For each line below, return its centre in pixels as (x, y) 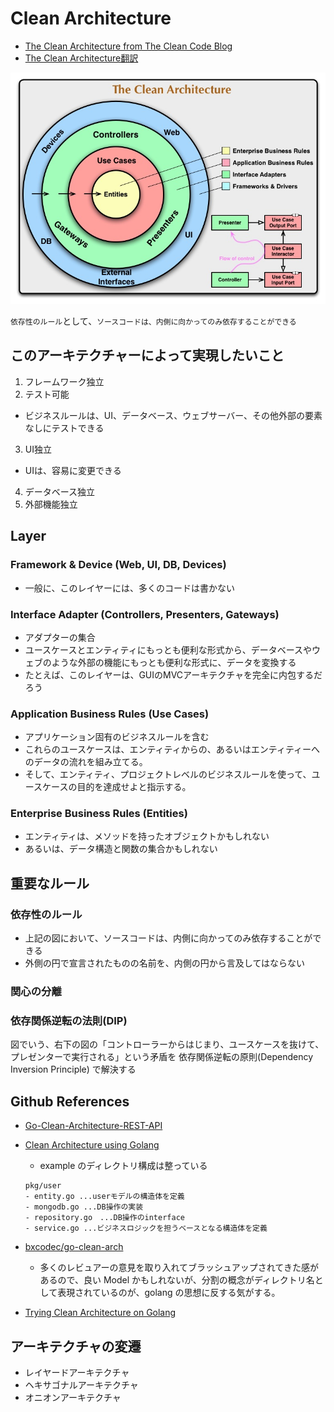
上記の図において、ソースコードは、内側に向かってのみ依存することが (168, 938)
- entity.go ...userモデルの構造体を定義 (104, 1197)
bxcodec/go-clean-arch (74, 1247)
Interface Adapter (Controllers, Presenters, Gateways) (145, 614)
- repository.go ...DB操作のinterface (104, 1218)
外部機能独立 (51, 504)
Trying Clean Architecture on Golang (100, 1313)
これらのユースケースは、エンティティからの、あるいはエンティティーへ (172, 749)
